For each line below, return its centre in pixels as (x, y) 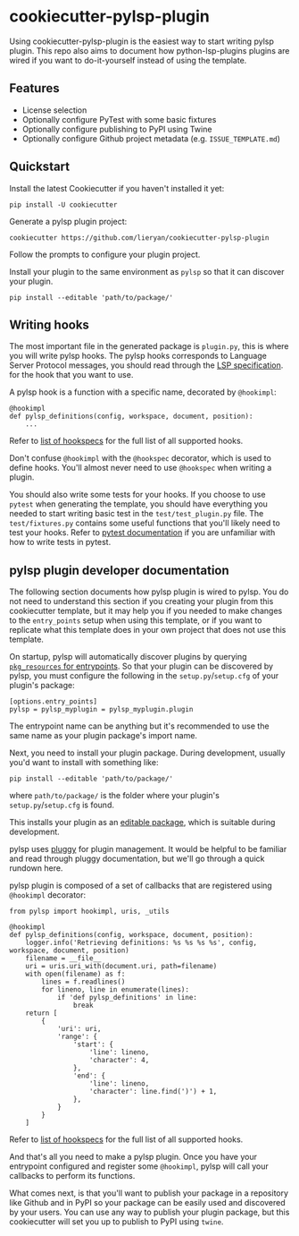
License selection (54, 110)
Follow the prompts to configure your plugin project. (105, 254)
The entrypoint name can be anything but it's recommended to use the (139, 726)
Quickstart (40, 167)
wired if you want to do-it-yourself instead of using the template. (128, 60)
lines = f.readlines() (83, 982)
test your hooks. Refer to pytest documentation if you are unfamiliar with (142, 533)
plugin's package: (42, 686)
